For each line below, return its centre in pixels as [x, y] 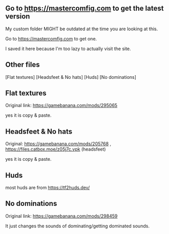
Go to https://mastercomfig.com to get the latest [84, 8]
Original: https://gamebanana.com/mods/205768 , [58, 144]
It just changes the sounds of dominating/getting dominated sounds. [78, 226]
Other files [23, 65]
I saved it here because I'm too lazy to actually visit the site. [68, 49]
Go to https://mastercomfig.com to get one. [51, 38]
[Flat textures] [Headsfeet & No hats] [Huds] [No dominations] [71, 77]
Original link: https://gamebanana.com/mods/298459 [61, 216]
